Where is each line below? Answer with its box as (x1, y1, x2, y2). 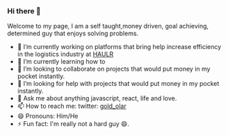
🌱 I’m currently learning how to (17, 57, 106, 66)
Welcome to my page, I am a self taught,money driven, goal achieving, (7, 22, 209, 30)
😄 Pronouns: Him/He (17, 112, 79, 120)
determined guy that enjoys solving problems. (7, 29, 139, 37)
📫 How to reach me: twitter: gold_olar (17, 102, 127, 110)
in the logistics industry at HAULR (17, 50, 114, 58)
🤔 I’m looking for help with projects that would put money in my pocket (17, 80, 220, 88)
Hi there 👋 (7, 6, 42, 16)
